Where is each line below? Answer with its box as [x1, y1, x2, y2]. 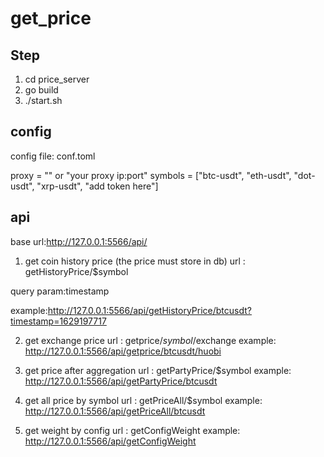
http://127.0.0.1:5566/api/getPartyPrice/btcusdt [24, 375, 218, 387]
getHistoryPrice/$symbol [24, 265, 129, 277]
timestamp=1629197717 [10, 315, 107, 327]
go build [24, 84, 59, 96]
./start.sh [24, 95, 63, 106]
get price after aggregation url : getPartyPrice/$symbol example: [24, 364, 292, 376]
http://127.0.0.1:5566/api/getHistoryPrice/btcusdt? [47, 304, 252, 316]
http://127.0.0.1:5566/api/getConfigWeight [24, 435, 197, 447]
